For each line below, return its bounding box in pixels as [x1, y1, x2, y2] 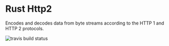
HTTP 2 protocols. [5, 25, 44, 31]
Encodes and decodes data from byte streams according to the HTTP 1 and [5, 20, 164, 26]
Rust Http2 [5, 3, 52, 15]
